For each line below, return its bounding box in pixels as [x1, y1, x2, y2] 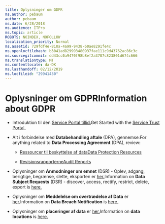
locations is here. [12, 213, 48, 220]
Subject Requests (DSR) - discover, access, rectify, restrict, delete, [12, 179, 149, 185]
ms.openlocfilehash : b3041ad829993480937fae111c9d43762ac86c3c [5, 48, 138, 53]
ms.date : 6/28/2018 [5, 21, 45, 26]
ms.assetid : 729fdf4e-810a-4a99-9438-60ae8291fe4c [5, 44, 111, 49]
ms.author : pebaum [5, 12, 43, 17]
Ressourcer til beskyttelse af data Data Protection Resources [19, 149, 142, 155]
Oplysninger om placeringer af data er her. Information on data [12, 208, 140, 214]
